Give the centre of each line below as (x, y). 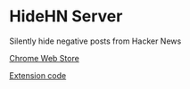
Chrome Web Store (45, 58)
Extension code (38, 75)
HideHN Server (66, 16)
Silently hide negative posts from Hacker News (95, 41)
